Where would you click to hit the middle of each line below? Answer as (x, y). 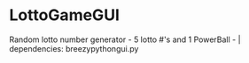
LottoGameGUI (64, 15)
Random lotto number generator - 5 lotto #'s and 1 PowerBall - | (125, 39)
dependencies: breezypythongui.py (74, 48)
